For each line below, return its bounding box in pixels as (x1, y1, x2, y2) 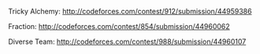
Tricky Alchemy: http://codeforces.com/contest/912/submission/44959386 (8, 7, 252, 16)
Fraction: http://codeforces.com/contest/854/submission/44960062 (8, 22, 230, 31)
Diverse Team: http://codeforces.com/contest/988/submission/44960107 (8, 37, 247, 46)
